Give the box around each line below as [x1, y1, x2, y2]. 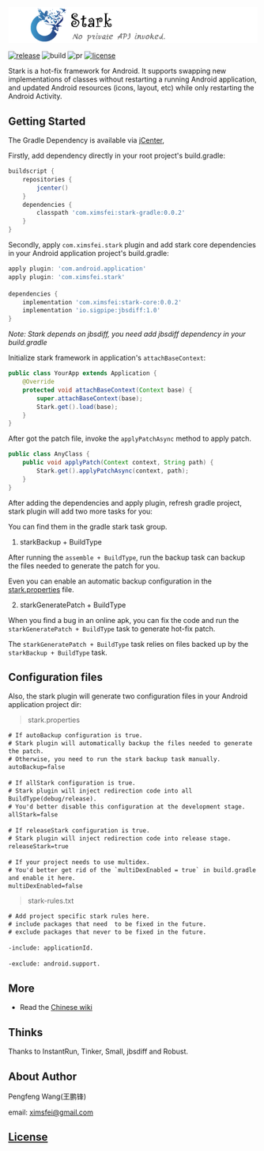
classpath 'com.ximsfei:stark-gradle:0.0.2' [36, 209, 186, 217]
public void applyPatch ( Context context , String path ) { [22, 459, 214, 467]
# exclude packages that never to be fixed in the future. [8, 928, 207, 936]
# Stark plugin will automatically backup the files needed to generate [8, 740, 253, 748]
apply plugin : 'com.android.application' [8, 265, 147, 273]
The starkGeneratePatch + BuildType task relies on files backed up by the [8, 639, 249, 648]
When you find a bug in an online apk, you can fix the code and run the [8, 615, 239, 625]
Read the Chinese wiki [19, 1003, 92, 1012]
